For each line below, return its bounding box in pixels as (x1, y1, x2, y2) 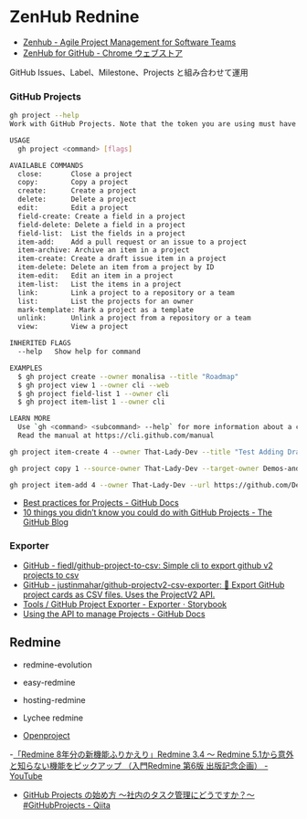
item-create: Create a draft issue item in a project (17, 254, 227, 264)
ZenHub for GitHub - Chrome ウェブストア (22, 47, 183, 58)
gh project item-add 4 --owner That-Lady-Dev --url (9, 480, 210, 489)
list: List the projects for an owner (17, 297, 195, 306)
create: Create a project (17, 186, 137, 195)
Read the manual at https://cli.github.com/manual (17, 431, 215, 440)
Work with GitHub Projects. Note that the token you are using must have (9, 120, 297, 129)
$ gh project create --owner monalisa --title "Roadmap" (17, 372, 239, 381)
